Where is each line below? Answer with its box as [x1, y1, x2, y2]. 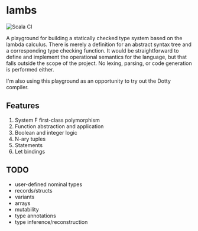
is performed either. [6, 66, 54, 73]
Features [6, 101, 40, 111]
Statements [14, 141, 43, 148]
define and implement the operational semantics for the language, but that [6, 53, 187, 60]
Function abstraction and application [14, 122, 104, 130]
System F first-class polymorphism [14, 116, 100, 123]
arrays [14, 199, 31, 207]
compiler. [6, 83, 29, 90]
